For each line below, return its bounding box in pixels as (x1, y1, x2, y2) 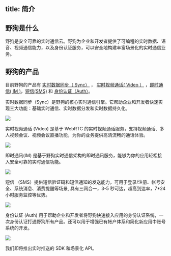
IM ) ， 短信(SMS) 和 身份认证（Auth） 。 (12, 88, 93, 94)
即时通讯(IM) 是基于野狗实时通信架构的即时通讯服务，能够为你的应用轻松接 (5, 152, 162, 159)
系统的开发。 (5, 225, 32, 231)
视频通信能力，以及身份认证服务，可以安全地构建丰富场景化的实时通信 (14, 45, 161, 51)
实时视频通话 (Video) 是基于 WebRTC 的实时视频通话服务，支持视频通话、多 (5, 126, 164, 132)
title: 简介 (5, 5, 36, 14)
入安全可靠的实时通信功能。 (5, 159, 64, 165)
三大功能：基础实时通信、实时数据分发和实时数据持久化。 (9, 105, 130, 111)
